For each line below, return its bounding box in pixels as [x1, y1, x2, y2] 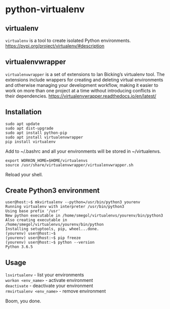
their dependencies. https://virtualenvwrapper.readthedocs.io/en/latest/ [5, 93, 157, 99]
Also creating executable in [5, 218, 67, 223]
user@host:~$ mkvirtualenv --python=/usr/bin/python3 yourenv [5, 200, 140, 205]
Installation [5, 108, 42, 116]
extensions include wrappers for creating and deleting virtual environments [5, 77, 163, 83]
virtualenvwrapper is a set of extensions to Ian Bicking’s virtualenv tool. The [5, 71, 165, 77]
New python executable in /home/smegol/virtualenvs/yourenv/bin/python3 [5, 213, 163, 218]
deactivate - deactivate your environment [5, 282, 93, 289]
